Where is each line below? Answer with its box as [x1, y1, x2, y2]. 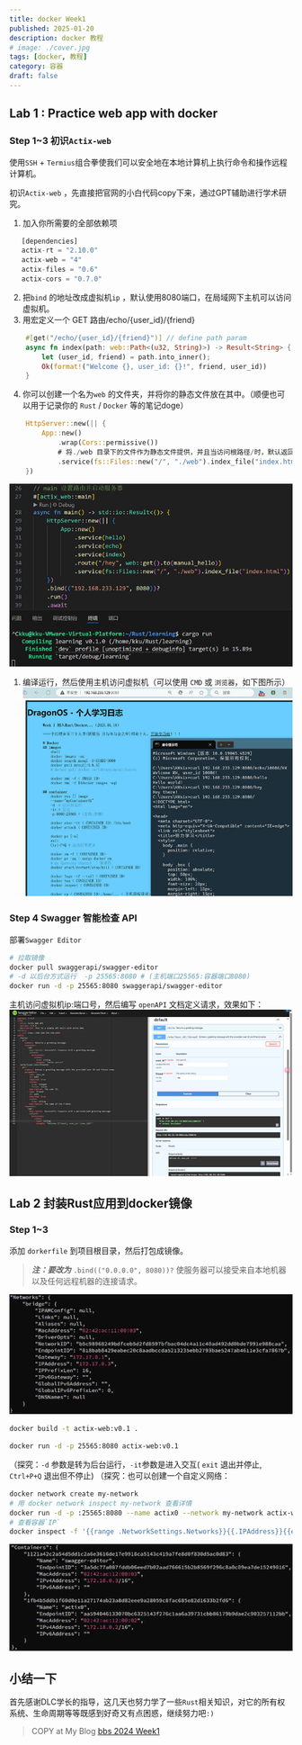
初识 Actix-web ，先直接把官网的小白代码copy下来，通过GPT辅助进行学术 [9, 187, 280, 198]
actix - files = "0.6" [21, 265, 99, 274]
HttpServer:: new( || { [25, 419, 106, 428]
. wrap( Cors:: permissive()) [57, 438, 159, 447]
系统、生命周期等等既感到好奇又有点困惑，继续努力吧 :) [9, 1708, 215, 1719]
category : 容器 [9, 62, 64, 71]
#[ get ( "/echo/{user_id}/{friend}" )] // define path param [25, 333, 247, 342]
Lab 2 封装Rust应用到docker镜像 [9, 1196, 193, 1211]
